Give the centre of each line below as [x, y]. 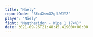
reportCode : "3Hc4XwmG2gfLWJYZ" [38, 14]
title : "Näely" [20, 9]
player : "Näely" [21, 18]
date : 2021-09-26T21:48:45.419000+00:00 [47, 27]
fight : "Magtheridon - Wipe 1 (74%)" [43, 23]
